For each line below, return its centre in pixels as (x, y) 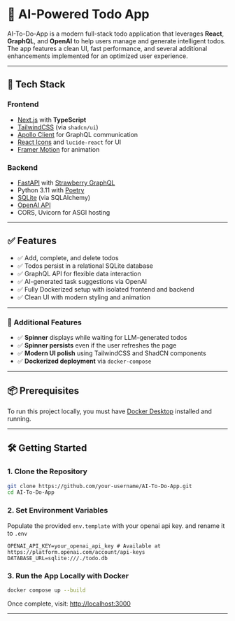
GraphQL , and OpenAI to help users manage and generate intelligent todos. (116, 41)
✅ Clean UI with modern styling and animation (84, 297)
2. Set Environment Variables (58, 511)
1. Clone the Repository (47, 471)
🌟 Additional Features (44, 322)
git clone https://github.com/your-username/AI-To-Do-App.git (100, 486)
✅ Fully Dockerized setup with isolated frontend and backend (106, 289)
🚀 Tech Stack (36, 84)
